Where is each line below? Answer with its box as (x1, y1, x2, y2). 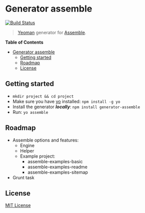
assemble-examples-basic (27, 158, 83, 164)
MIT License (5, 202, 31, 208)
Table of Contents (5, 39, 44, 45)
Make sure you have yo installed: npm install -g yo (12, 98, 121, 104)
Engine (20, 142, 35, 149)
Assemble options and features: (12, 137, 79, 143)
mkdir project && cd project (12, 94, 74, 99)
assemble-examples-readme (27, 164, 88, 170)
